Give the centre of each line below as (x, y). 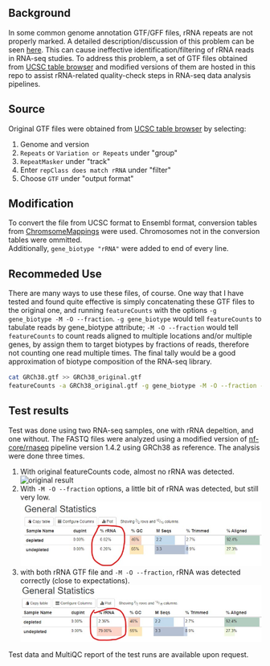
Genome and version (55, 144)
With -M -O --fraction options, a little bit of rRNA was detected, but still (139, 488)
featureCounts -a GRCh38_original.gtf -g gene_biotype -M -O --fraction (133, 386)
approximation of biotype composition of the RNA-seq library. (110, 362)
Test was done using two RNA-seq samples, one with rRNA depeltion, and (131, 430)
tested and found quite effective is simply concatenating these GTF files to (131, 302)
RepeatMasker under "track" (65, 161)
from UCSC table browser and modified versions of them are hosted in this (132, 67)
